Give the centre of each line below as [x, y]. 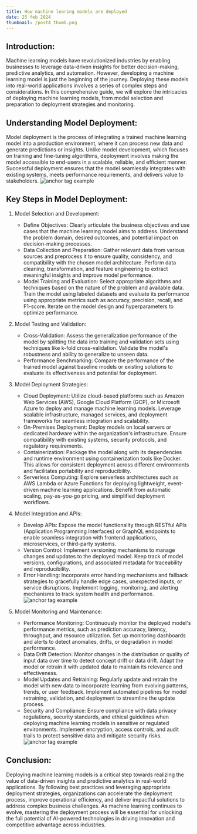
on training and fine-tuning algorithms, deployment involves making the [92, 156]
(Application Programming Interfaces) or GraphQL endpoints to [99, 531]
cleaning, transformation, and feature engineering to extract [96, 269]
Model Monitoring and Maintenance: [58, 611]
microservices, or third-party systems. [70, 544]
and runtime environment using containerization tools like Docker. [103, 458]
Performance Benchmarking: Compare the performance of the [99, 360]
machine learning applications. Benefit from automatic [106, 489]
